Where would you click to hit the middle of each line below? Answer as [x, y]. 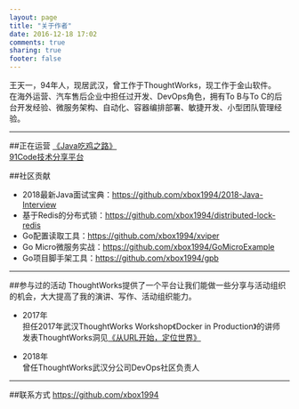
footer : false [36, 59]
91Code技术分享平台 [47, 157]
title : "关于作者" [41, 26]
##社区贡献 [30, 176]
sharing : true [36, 51]
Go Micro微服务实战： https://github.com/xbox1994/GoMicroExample [148, 247]
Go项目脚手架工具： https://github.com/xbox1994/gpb [121, 258]
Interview [39, 204]
